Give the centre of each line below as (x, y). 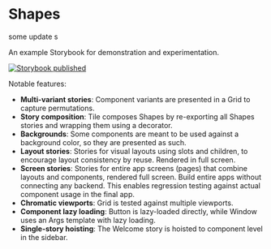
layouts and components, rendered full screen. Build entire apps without (141, 177)
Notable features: (37, 84)
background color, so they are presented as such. (103, 142)
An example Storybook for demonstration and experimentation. (114, 52)
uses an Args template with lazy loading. (88, 220)
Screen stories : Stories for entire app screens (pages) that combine (133, 168)
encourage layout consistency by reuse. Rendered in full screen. (128, 160)
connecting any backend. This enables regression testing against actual (140, 185)
